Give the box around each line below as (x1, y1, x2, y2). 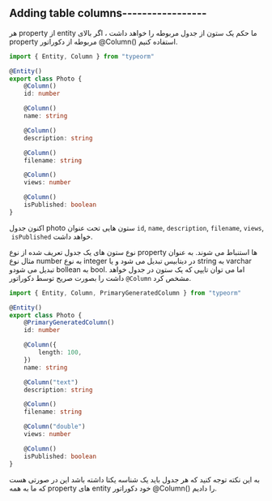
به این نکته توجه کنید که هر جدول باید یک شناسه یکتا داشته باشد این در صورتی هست (9, 474, 260, 484)
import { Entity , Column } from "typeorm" (9, 52, 155, 60)
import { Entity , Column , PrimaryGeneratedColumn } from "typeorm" (9, 288, 242, 297)
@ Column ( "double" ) (23, 422, 86, 431)
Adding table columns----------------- (9, 6, 207, 20)
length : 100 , (38, 348, 83, 356)
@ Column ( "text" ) (23, 378, 79, 387)
